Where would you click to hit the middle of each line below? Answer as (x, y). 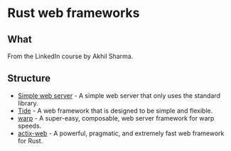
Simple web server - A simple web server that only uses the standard (119, 95)
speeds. (29, 125)
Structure (29, 78)
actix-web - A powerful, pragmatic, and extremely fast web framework (121, 133)
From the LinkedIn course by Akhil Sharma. (70, 56)
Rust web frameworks (74, 13)
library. (28, 103)
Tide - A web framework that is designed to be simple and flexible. (115, 111)
